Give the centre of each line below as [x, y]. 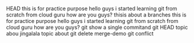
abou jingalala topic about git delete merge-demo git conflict [80, 34]
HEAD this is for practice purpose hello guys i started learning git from [92, 9]
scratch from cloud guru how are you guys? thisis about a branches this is [96, 15]
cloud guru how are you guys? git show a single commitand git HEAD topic [97, 27]
